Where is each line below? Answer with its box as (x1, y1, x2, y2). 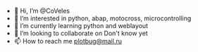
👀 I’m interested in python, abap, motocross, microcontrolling (13, 14, 192, 22)
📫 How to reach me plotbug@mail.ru (13, 37, 122, 45)
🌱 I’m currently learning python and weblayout (13, 22, 149, 30)
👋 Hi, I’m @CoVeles (13, 7, 70, 15)
